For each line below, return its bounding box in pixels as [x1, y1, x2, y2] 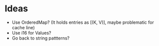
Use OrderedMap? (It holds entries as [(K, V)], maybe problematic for [11, 19, 154, 25]
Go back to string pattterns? [11, 35, 70, 41]
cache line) [11, 24, 35, 30]
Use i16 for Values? [11, 30, 51, 36]
